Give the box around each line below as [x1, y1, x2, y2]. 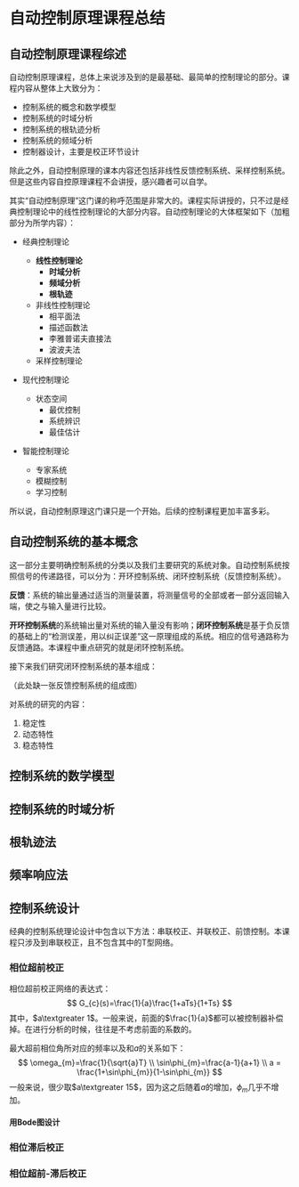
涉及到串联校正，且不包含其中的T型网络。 [24, 937, 179, 948]
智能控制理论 [21, 446, 69, 456]
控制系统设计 [9, 900, 80, 915]
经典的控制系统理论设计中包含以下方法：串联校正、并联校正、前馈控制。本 [9, 926, 282, 937]
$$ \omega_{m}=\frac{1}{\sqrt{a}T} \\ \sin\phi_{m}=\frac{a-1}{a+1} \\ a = [17, 1057, 282, 1069]
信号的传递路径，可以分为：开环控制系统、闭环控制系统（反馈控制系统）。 [16, 571, 287, 581]
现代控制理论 [21, 375, 69, 385]
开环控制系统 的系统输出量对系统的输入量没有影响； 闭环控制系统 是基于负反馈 [9, 620, 290, 630]
